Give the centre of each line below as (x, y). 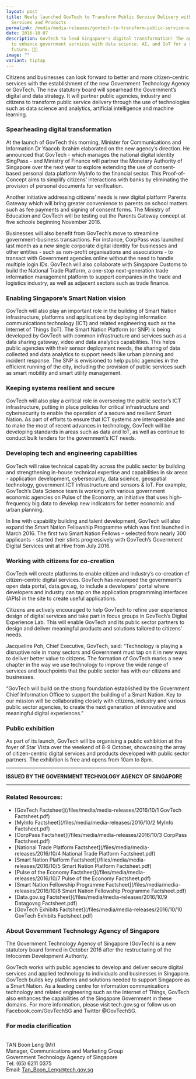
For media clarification (39, 1026)
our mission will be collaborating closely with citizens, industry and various (96, 701)
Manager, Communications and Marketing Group (65, 1051)
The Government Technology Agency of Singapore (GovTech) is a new (91, 943)
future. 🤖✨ (24, 50)
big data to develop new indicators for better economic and (103, 503)
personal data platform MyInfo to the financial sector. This (92, 173)
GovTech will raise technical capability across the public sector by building (96, 466)
